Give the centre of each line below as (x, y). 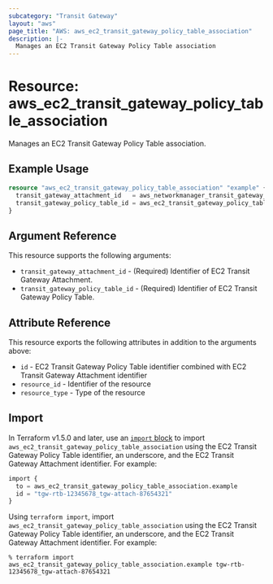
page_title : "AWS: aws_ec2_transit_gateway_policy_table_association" (130, 31)
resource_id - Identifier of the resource (86, 384)
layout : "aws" (32, 24)
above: (20, 351)
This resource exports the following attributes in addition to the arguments (133, 342)
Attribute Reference (60, 323)
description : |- (36, 39)
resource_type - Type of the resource (82, 392)
